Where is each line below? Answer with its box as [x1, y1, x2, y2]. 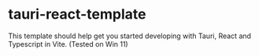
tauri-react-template [8, 5, 146, 23]
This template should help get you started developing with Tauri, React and [8, 31, 252, 40]
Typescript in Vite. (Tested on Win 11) [8, 39, 128, 48]
